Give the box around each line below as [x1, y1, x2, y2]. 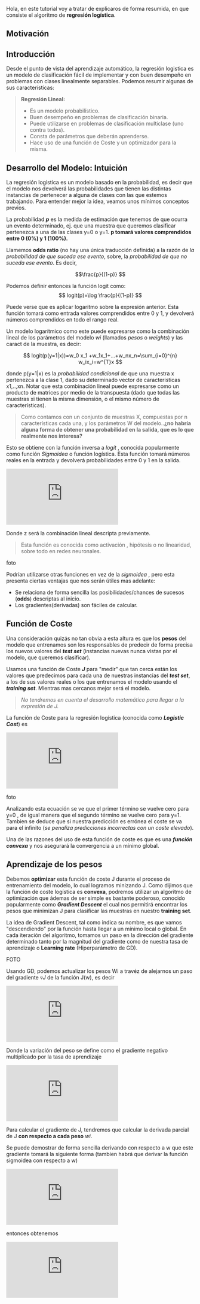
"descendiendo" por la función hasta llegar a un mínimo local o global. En [6, 925, 187, 932]
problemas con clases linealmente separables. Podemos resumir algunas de [6, 78, 193, 85]
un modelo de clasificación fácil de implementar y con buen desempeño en [6, 71, 192, 78]
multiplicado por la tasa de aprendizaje [6, 1053, 102, 1060]
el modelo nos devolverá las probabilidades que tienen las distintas [6, 185, 171, 192]
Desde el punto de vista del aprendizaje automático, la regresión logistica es [6, 65, 194, 72]
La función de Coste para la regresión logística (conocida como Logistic [6, 714, 184, 721]
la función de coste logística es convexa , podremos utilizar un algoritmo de [6, 888, 192, 895]
